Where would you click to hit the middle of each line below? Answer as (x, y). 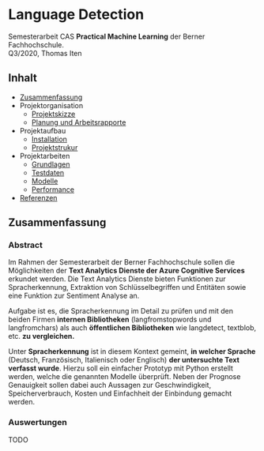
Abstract (26, 245)
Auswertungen (38, 423)
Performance (53, 189)
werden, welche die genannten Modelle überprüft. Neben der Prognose (124, 377)
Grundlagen (51, 164)
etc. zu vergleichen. (41, 336)
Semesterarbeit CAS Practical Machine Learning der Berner (107, 36)
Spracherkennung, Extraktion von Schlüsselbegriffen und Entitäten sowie (127, 288)
